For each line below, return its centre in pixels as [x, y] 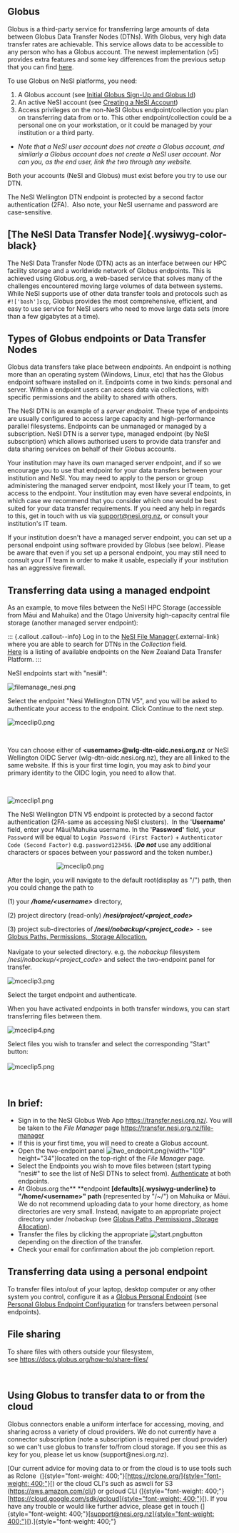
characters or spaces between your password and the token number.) [110, 853]
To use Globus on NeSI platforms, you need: [72, 81]
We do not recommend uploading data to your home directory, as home [123, 1204]
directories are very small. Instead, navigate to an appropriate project [119, 1211]
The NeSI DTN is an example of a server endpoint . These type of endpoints [118, 411]
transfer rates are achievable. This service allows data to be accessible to [116, 44]
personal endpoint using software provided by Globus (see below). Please [116, 545]
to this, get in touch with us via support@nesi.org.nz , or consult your [108, 516]
